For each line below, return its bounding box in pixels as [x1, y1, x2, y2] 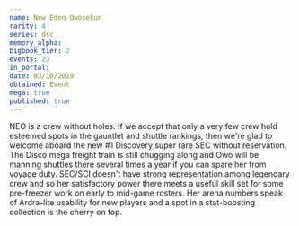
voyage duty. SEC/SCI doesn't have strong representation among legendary [9, 169, 290, 179]
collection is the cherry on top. [9, 207, 123, 218]
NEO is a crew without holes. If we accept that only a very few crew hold [9, 121, 278, 132]
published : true [9, 96, 70, 106]
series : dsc [9, 30, 54, 39]
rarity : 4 [9, 22, 47, 30]
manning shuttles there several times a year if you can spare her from [9, 159, 267, 170]
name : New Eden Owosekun [9, 13, 102, 22]
